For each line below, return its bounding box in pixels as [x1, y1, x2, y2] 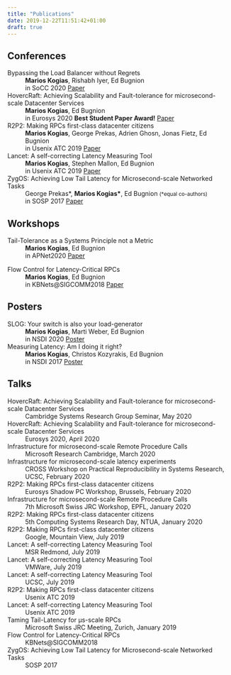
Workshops [7, 217, 60, 229]
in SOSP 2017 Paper [25, 197, 84, 206]
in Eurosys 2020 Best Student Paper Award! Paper [25, 114, 175, 123]
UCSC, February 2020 [25, 472, 90, 481]
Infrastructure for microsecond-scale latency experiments [7, 457, 176, 466]
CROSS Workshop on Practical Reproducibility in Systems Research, [25, 464, 225, 473]
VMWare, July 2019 [25, 562, 82, 571]
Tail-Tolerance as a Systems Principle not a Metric [7, 236, 154, 245]
